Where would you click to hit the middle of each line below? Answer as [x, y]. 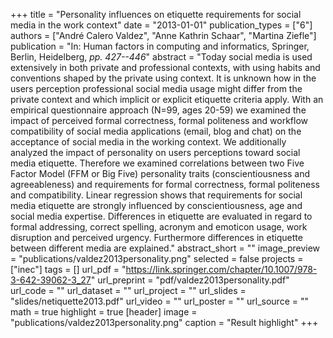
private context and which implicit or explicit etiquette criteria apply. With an [167, 99]
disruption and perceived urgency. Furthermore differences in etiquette [156, 237]
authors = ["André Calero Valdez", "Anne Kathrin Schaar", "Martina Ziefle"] [163, 35]
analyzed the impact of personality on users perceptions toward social [155, 152]
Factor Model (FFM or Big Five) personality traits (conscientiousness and [160, 173]
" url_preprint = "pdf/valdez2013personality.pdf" [190, 280]
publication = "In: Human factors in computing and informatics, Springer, [160, 46]
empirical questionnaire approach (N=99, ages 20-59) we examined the [158, 110]
